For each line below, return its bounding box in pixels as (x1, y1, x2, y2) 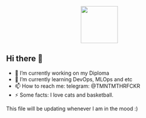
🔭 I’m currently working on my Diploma (14, 69, 109, 76)
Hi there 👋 (6, 53, 43, 64)
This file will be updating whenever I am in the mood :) (6, 105, 138, 112)
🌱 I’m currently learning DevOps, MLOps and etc (14, 75, 133, 82)
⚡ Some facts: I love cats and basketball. (14, 91, 113, 98)
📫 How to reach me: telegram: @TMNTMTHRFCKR (14, 82, 141, 90)
